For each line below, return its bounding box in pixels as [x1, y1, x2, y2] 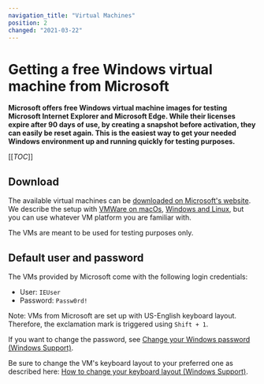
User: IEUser [19, 287, 61, 296]
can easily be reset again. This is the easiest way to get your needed [8, 128, 236, 138]
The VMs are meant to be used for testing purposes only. [8, 228, 194, 238]
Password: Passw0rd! [19, 296, 88, 305]
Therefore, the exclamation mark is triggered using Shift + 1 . [8, 319, 209, 329]
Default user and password [8, 250, 144, 265]
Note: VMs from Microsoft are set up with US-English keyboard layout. [8, 311, 237, 320]
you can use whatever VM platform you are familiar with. [8, 213, 191, 222]
